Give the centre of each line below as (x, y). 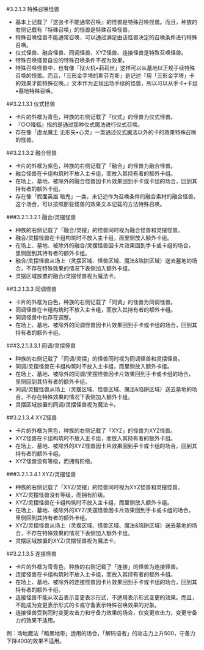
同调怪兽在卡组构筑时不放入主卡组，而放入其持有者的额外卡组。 (95, 310)
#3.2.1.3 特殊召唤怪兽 (33, 9)
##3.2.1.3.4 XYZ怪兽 (32, 417)
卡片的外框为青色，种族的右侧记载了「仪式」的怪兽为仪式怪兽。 (95, 117)
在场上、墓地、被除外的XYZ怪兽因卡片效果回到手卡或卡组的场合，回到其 (106, 446)
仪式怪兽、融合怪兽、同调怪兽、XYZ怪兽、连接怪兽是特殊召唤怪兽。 (101, 53)
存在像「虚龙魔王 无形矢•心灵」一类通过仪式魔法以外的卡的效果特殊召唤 (106, 132)
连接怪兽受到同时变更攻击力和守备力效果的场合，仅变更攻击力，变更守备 (106, 613)
